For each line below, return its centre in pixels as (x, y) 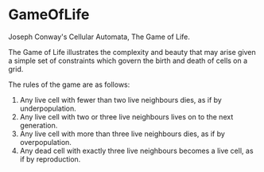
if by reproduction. (50, 159)
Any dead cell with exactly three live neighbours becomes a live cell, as (136, 150)
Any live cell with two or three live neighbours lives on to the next (126, 116)
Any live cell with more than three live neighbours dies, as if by (122, 134)
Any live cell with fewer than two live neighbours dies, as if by (121, 100)
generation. (39, 125)
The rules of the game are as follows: (69, 84)
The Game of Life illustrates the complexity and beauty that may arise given (132, 52)
